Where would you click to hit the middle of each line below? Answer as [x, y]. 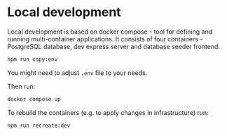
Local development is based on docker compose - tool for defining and [110, 32]
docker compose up [34, 99]
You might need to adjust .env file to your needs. [77, 73]
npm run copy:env [33, 59]
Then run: [21, 86]
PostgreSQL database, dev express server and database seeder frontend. [114, 46]
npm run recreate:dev [39, 125]
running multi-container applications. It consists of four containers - [105, 39]
